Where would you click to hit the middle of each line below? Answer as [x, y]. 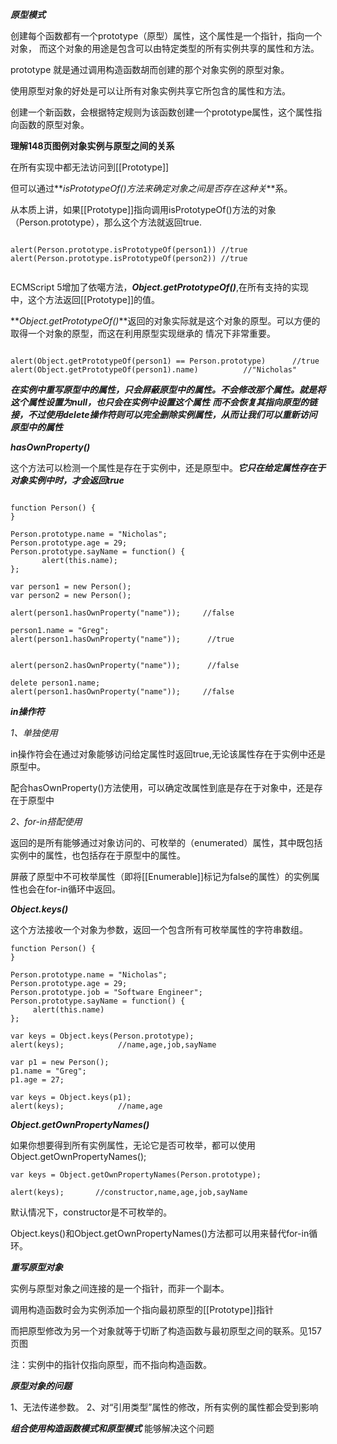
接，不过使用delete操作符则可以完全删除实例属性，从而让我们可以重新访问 [164, 414]
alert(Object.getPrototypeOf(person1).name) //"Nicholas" [154, 370]
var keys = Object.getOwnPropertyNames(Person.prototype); [136, 1175]
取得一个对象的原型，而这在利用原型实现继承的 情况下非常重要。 [143, 333]
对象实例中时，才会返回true [67, 480]
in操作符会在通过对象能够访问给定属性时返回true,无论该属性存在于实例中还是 [168, 754]
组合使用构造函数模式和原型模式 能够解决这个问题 [112, 1428]
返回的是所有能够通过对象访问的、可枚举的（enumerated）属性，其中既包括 [166, 842]
